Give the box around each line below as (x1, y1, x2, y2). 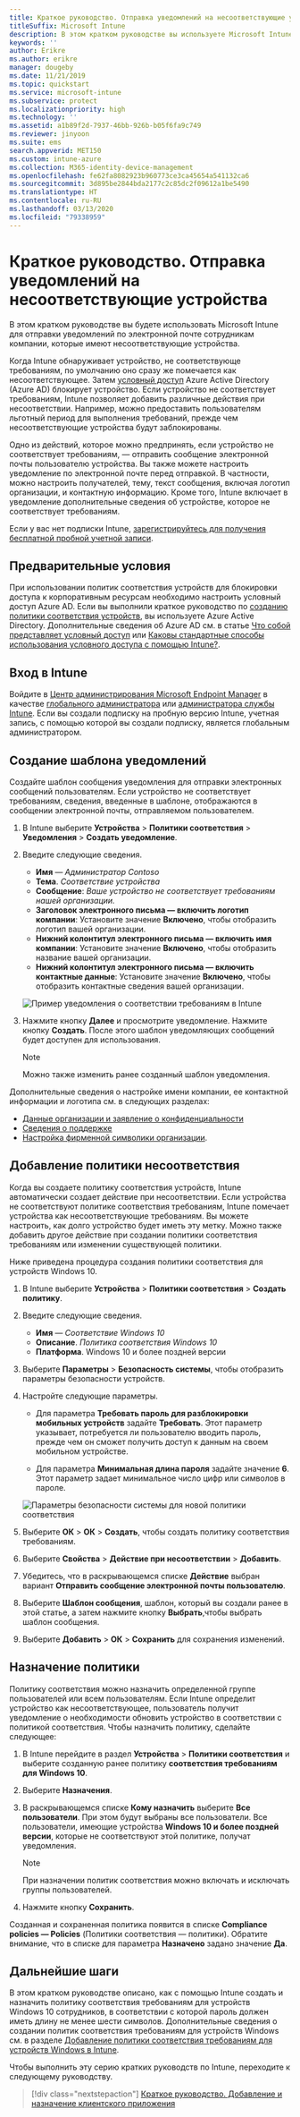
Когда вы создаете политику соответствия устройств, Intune (9, 1182, 242, 1193)
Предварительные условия (9, 558, 171, 574)
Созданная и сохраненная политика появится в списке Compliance (9, 1918, 268, 1929)
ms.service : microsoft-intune (9, 88, 122, 97)
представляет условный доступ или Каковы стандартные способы (9, 630, 265, 641)
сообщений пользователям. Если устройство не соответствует (9, 786, 252, 796)
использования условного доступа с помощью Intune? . (9, 639, 221, 650)
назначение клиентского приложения (30, 2098, 176, 2109)
